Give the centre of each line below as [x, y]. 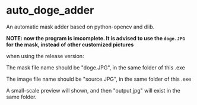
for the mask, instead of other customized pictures [70, 44]
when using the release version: [45, 56]
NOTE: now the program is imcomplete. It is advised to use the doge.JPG [96, 38]
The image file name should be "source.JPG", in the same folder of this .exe [99, 79]
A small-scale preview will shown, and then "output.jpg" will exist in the [93, 90]
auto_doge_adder [50, 10]
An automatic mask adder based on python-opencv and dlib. [80, 27]
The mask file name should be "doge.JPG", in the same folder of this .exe [96, 67]
